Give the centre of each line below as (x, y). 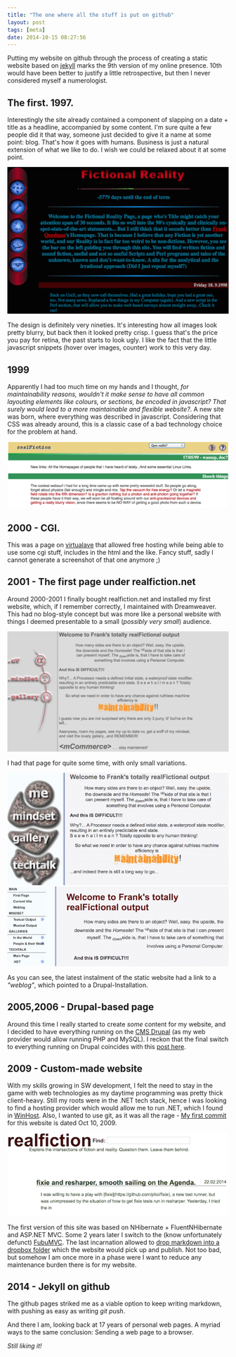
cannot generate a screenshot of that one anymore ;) (84, 560)
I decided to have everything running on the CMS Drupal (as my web (106, 1031)
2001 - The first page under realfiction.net (101, 582)
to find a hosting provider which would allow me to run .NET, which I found (115, 1108)
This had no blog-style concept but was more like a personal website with (114, 614)
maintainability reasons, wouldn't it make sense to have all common (106, 394)
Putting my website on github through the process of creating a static (108, 58)
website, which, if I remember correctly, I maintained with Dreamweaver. (112, 606)
